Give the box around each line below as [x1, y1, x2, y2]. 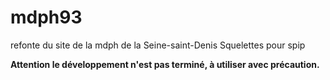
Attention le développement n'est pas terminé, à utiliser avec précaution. [10, 58, 320, 70]
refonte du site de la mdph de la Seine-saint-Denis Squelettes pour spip [10, 39, 306, 51]
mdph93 [10, 6, 83, 29]
